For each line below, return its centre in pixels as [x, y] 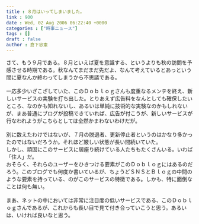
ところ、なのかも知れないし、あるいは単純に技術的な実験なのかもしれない [97, 106]
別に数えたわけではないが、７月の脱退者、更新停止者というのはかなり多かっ [99, 134]
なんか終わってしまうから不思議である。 [71, 77]
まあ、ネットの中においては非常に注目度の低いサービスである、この [89, 200]
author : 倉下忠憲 [27, 45]
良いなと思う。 [55, 215]
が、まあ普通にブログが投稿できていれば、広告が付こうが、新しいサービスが [99, 113]
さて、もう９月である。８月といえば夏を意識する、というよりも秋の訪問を [97, 62]
